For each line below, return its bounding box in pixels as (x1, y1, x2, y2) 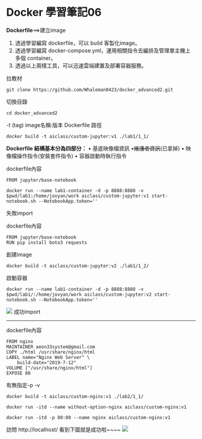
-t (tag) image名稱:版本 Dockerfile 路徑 (6, 121, 102, 128)
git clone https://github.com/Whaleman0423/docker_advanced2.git (6, 87, 173, 93)
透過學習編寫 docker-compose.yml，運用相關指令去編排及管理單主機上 (14, 46, 191, 54)
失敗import (6, 209, 33, 217)
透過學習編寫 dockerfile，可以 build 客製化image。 (14, 39, 141, 46)
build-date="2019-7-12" (17, 360, 77, 366)
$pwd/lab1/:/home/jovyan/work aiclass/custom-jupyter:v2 (6, 291, 152, 297)
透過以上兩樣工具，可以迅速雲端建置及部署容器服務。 (14, 61, 147, 69)
